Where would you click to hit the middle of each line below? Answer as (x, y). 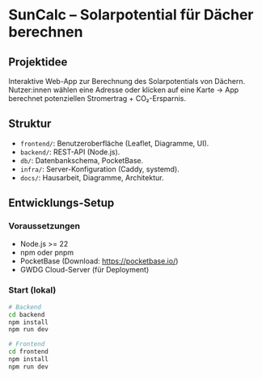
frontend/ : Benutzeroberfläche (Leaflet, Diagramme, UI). (114, 143)
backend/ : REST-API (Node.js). (70, 152)
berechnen (46, 32)
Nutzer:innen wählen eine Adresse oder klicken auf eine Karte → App (124, 90)
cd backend (27, 314)
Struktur (30, 124)
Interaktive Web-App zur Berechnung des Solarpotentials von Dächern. (127, 81)
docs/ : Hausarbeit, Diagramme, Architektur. (92, 177)
